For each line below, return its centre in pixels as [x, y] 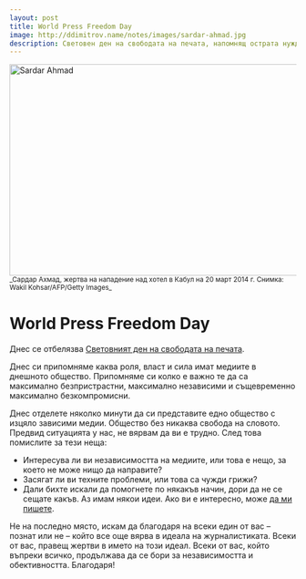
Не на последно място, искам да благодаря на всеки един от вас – [140, 526]
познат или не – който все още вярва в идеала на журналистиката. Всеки [153, 536]
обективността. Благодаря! [62, 565]
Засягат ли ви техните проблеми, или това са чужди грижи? [140, 480]
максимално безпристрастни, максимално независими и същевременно [153, 386]
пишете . [38, 509]
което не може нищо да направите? [92, 470]
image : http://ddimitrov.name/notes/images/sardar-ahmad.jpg [128, 35]
